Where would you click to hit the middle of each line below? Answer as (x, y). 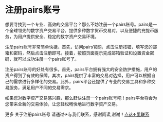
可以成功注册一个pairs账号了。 (48, 59)
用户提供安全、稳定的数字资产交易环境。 (58, 36)
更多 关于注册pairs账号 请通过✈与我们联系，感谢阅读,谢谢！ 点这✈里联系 (77, 114)
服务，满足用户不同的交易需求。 (41, 87)
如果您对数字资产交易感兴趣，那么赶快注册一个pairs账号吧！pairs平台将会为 (81, 98)
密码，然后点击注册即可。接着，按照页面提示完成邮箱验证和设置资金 (81, 53)
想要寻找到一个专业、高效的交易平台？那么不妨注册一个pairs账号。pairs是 (79, 24)
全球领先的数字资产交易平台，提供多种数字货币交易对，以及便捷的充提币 (81, 30)
